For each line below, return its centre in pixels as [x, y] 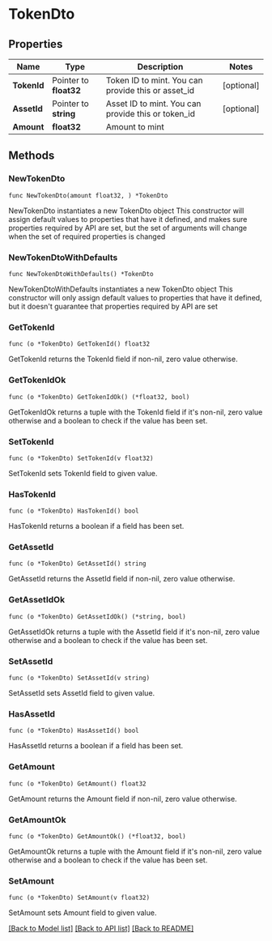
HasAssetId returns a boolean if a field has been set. [96, 746]
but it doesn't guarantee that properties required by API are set [113, 306]
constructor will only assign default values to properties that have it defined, [135, 297]
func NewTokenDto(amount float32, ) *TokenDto [88, 195]
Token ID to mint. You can [154, 80]
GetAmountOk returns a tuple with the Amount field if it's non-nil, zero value [135, 851]
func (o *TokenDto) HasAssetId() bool [74, 731]
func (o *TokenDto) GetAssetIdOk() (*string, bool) [97, 616]
